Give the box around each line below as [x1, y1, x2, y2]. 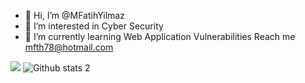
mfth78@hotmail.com [24, 41, 114, 53]
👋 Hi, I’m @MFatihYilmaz [24, 10, 125, 21]
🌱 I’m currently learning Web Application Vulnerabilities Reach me [24, 31, 296, 42]
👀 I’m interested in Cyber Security [24, 20, 164, 32]
